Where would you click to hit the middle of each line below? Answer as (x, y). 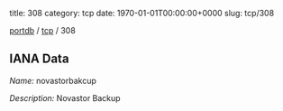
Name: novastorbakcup (53, 80)
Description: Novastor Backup (65, 97)
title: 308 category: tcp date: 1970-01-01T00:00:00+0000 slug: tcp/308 (142, 13)
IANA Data (39, 59)
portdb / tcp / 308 (43, 30)
